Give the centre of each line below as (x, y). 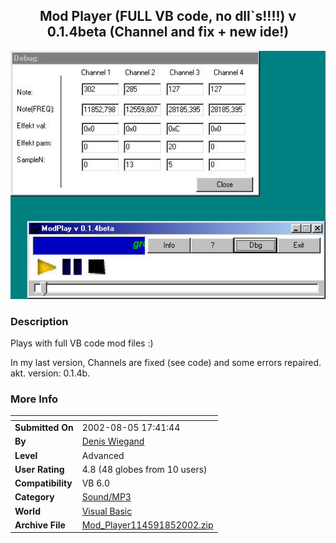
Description (39, 321)
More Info (34, 399)
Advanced (103, 455)
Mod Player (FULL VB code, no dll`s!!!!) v (168, 16)
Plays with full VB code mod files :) (82, 343)
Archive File (40, 525)
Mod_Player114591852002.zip (147, 525)
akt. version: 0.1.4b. (50, 373)
